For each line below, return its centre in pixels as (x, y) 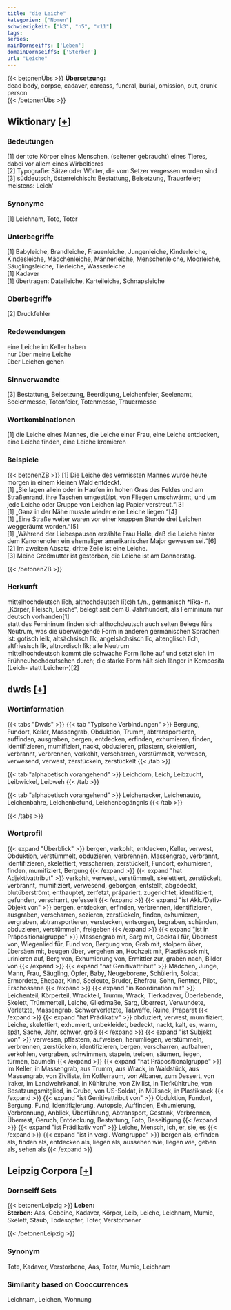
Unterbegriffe (30, 237)
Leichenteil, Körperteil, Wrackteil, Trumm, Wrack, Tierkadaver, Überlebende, (115, 995)
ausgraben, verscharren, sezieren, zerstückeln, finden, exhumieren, (103, 915)
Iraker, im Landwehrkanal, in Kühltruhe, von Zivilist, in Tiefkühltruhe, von (110, 1083)
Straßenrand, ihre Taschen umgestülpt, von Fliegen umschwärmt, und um (112, 497)
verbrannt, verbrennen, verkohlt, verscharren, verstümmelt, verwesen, (107, 754)
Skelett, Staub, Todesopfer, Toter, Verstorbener (74, 1220)
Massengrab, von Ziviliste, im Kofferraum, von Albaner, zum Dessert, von (111, 1076)
